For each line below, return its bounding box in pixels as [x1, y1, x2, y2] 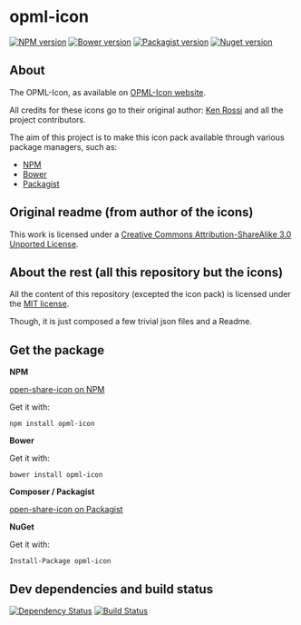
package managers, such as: [9, 141, 118, 152]
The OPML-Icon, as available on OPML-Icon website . [9, 86, 207, 97]
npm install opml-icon [9, 420, 95, 429]
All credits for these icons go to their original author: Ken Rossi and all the [9, 104, 284, 115]
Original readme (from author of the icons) [9, 204, 254, 220]
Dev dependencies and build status [9, 581, 214, 597]
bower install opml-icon [9, 471, 103, 480]
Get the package [9, 342, 105, 358]
